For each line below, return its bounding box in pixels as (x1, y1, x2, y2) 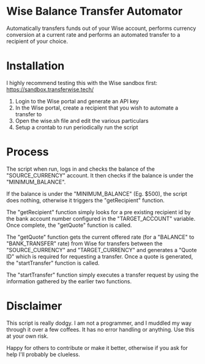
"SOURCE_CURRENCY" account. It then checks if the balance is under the (6, 171, 194, 179)
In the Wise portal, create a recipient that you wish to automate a (15, 104, 179, 111)
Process (6, 145, 49, 159)
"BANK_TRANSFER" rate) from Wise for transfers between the (6, 240, 163, 247)
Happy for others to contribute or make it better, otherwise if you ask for (6, 344, 188, 351)
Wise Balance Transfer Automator (6, 4, 183, 18)
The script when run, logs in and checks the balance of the (6, 165, 155, 173)
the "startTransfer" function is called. (6, 259, 100, 267)
